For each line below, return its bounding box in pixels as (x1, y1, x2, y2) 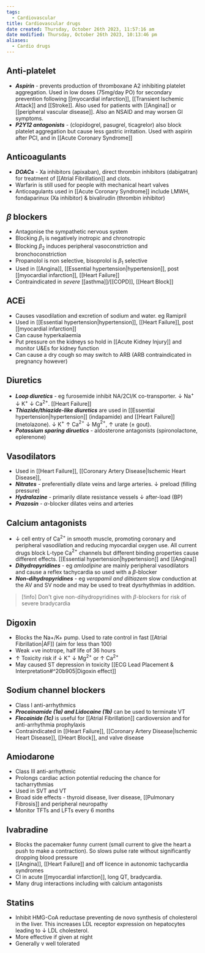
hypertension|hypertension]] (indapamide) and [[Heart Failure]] (15, 413, 176, 420)
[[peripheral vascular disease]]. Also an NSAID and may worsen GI (15, 108, 183, 115)
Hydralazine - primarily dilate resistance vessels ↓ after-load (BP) (15, 493, 183, 501)
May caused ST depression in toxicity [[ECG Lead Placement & (15, 660, 174, 668)
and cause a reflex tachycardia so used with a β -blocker (15, 569, 157, 576)
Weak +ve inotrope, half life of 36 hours (15, 647, 116, 654)
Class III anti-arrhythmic (15, 768, 76, 775)
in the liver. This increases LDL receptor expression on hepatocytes (15, 920, 185, 927)
